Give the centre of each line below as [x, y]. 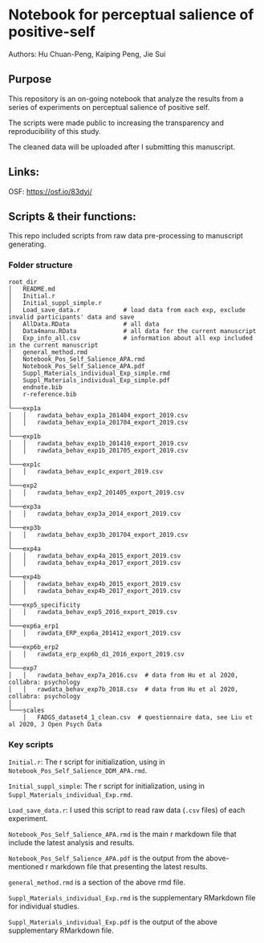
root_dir [23, 282]
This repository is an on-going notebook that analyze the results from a [126, 99]
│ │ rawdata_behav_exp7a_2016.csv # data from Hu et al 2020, [124, 675]
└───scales [26, 710]
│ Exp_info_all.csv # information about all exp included [130, 338]
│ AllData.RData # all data [84, 324]
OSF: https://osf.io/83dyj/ [50, 191]
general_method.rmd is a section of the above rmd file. [97, 882]
